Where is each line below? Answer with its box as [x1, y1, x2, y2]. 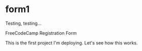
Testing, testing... [5, 20, 42, 26]
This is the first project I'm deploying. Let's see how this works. [5, 39, 138, 46]
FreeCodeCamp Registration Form [5, 30, 77, 36]
